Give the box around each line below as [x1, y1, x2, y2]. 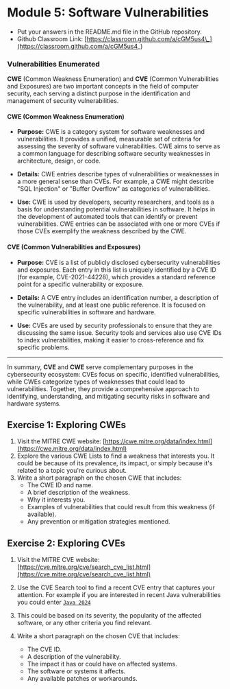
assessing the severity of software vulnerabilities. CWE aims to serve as [16, 142, 220, 150]
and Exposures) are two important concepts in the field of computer [7, 82, 199, 91]
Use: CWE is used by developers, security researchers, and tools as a [16, 198, 214, 207]
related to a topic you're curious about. [16, 467, 127, 475]
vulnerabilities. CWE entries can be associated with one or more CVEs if [16, 220, 220, 228]
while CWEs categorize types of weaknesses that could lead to [7, 377, 186, 386]
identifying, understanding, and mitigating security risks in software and [7, 392, 210, 400]
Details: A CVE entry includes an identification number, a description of [16, 293, 219, 301]
